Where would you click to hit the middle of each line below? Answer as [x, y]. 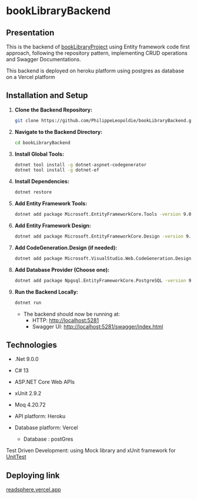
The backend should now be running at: [72, 314]
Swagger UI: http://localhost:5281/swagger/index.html [98, 326]
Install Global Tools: [39, 154]
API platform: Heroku [40, 416]
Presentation [30, 33]
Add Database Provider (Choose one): [62, 270]
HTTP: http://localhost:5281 [65, 320]
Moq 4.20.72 [30, 405]
